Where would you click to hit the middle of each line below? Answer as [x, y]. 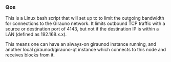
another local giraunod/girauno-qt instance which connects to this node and [86, 50]
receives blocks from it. [30, 55]
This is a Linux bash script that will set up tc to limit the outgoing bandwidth [85, 18]
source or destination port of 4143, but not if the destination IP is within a [82, 29]
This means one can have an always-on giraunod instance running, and [81, 44]
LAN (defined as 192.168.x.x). [36, 35]
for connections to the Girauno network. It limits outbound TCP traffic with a [85, 23]
